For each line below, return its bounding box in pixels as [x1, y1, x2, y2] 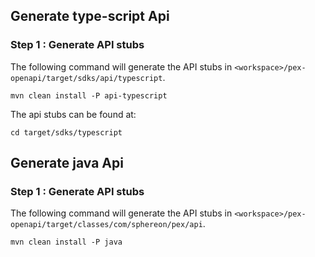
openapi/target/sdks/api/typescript [10, 73, 163, 83]
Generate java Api [10, 155, 124, 172]
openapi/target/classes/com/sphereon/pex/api [10, 220, 203, 230]
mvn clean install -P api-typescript [10, 90, 168, 101]
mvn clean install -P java [10, 237, 123, 248]
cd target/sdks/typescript [10, 127, 123, 138]
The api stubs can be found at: [10, 108, 137, 120]
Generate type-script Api [10, 8, 170, 25]
